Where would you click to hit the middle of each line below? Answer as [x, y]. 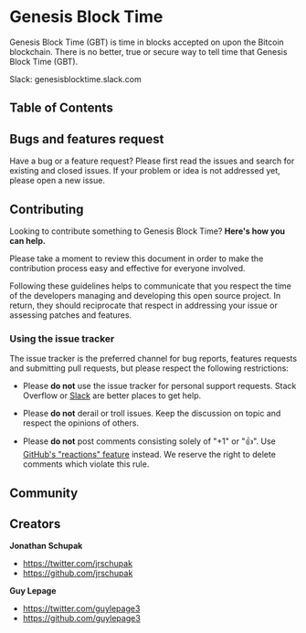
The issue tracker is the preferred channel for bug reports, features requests [153, 359]
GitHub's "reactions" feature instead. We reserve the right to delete [149, 455]
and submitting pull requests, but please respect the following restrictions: [149, 368]
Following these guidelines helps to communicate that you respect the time [151, 286]
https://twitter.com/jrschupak [78, 564]
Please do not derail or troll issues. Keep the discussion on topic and [152, 414]
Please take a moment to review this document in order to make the [137, 258]
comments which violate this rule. [86, 464]
